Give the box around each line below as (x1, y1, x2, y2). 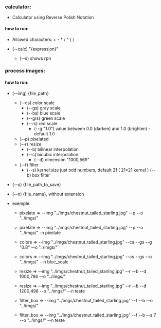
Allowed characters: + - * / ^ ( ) (12, 36, 74, 42)
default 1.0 (34, 130, 55, 137)
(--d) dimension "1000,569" (34, 157, 90, 163)
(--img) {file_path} (12, 90, 49, 96)
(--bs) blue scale (26, 110, 61, 116)
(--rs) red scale (26, 120, 57, 126)
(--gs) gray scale (26, 105, 61, 110)
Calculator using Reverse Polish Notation (12, 15, 94, 20)
